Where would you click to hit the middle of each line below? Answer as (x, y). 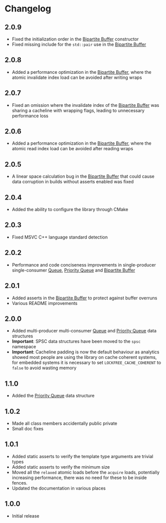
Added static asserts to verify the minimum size (61, 467)
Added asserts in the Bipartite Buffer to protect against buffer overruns (84, 298)
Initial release (25, 516)
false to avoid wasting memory (44, 368)
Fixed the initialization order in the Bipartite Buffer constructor (75, 39)
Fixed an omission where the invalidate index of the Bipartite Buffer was (85, 105)
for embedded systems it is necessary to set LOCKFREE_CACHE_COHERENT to (86, 363)
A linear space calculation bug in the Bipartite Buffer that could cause (83, 176)
